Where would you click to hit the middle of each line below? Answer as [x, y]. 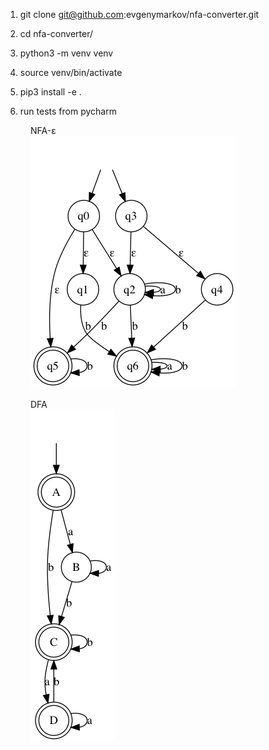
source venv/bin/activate [71, 72]
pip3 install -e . [50, 92]
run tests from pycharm [68, 111]
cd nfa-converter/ [56, 33]
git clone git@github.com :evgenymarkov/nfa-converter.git [139, 14]
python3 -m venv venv [66, 53]
